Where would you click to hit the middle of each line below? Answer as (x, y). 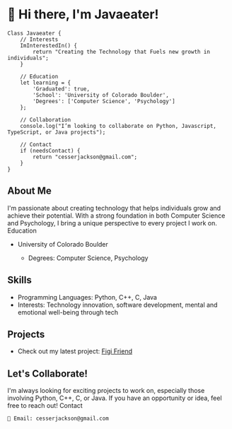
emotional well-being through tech (68, 312)
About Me (29, 191)
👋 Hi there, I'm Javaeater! (83, 14)
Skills (19, 280)
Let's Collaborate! (48, 374)
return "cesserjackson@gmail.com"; (85, 157)
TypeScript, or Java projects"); (57, 132)
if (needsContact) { (50, 151)
